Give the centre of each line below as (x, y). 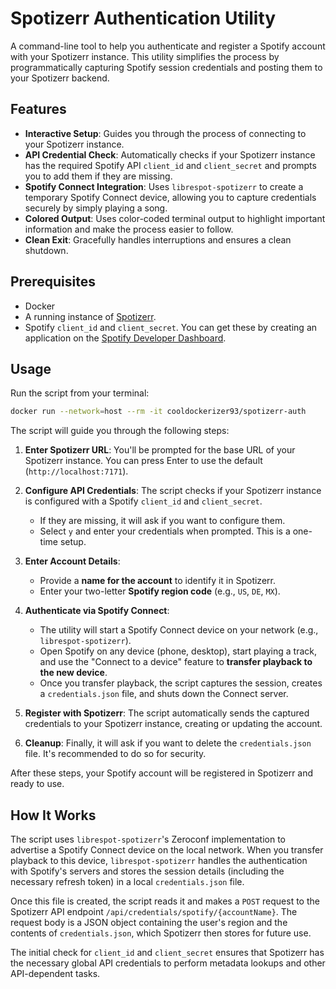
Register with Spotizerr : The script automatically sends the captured (167, 713)
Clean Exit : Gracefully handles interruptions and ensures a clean (158, 239)
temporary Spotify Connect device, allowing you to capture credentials (170, 197)
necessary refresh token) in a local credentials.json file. (127, 882)
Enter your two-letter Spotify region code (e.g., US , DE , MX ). (160, 591)
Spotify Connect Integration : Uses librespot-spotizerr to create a (164, 186)
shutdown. (46, 250)
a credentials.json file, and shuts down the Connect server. (164, 694)
